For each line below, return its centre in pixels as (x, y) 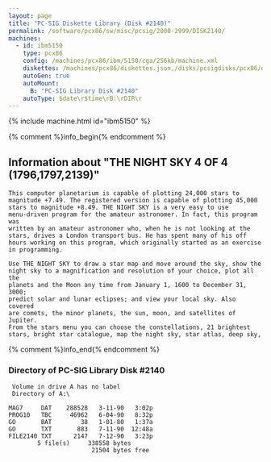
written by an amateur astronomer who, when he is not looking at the (129, 229)
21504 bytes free (121, 451)
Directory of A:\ (41, 394)
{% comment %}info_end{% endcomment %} (84, 350)
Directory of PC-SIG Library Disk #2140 (87, 370)
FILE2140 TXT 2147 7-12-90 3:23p (81, 436)
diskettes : (41, 69)
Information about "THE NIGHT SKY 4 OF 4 (118, 162)
